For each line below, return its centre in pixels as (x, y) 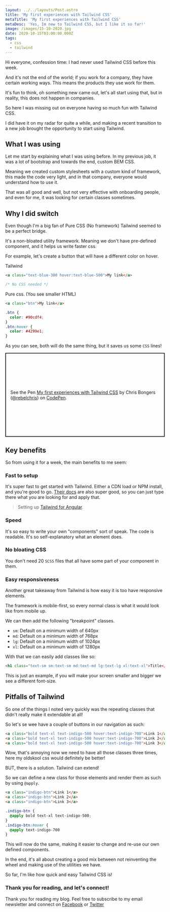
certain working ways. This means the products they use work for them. (80, 83)
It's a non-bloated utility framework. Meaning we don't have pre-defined (81, 241)
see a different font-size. (31, 681)
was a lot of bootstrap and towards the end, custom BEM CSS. (70, 162)
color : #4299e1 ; (27, 332)
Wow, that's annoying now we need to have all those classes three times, (81, 753)
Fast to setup (22, 476)
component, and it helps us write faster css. (51, 246)
